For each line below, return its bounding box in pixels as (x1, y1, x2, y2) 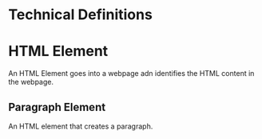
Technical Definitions (8, 6, 153, 24)
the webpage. (8, 77, 54, 87)
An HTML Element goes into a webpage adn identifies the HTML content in (8, 69, 255, 78)
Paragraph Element (8, 100, 106, 113)
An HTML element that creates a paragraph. (8, 121, 153, 131)
